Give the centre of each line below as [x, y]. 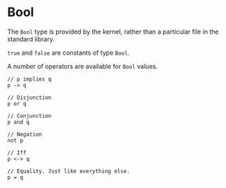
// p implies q [29, 79]
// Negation [25, 134]
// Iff [17, 153]
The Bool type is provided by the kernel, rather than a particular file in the [113, 32]
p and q [19, 122]
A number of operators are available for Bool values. [82, 66]
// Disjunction [29, 98]
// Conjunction [29, 116]
